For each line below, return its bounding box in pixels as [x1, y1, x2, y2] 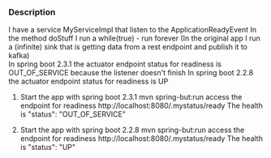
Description [8, 6, 56, 18]
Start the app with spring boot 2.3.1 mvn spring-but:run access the [19, 92, 243, 102]
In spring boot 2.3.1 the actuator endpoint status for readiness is [8, 59, 222, 69]
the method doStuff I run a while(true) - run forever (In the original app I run [8, 33, 261, 43]
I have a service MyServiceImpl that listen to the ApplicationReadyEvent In [8, 25, 257, 35]
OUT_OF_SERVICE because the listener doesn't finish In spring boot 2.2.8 [8, 68, 254, 78]
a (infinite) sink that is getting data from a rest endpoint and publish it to [8, 42, 247, 52]
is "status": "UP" [19, 143, 76, 152]
